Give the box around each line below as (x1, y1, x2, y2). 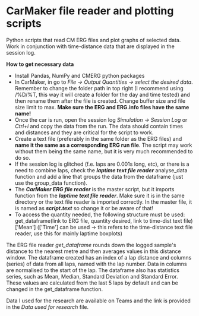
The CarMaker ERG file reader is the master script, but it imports (14, 185, 175, 192)
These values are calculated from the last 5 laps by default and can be (6, 279, 178, 286)
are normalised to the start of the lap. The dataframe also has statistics (6, 266, 180, 274)
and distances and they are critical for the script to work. (14, 129, 154, 136)
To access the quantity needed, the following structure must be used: (14, 211, 185, 218)
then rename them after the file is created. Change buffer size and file (14, 97, 186, 105)
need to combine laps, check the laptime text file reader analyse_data (14, 166, 188, 173)
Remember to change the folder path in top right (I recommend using (14, 84, 184, 91)
